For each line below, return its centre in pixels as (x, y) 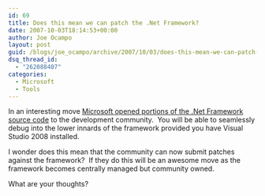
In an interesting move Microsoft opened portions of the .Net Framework (126, 111)
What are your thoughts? (49, 184)
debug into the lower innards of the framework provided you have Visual (126, 128)
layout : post (30, 45)
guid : (17, 52)
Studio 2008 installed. (44, 137)
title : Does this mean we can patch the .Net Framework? (104, 23)
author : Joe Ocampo (40, 38)
